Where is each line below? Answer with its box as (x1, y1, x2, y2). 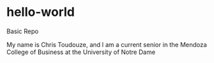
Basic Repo (6, 27, 39, 35)
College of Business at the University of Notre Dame (6, 48, 156, 56)
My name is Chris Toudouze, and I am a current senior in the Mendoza (6, 40, 207, 48)
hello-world (6, 4, 75, 20)
